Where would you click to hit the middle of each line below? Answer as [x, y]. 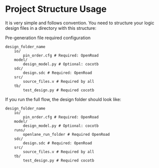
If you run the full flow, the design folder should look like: [63, 99]
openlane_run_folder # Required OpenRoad [67, 134]
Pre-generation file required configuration [48, 38]
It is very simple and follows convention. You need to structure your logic [80, 23]
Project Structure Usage [56, 9]
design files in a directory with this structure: [51, 28]
